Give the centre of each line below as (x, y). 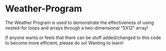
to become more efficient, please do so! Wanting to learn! (64, 42)
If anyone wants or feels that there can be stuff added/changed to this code (83, 37)
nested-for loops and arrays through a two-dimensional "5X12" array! (77, 27)
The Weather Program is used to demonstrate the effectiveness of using (79, 22)
